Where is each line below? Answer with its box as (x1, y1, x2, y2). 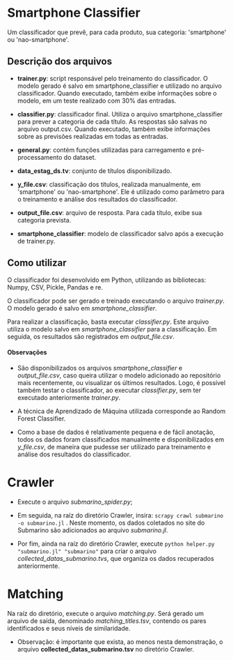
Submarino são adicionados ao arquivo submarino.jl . (17, 525, 168, 534)
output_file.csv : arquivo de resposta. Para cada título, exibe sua (17, 208, 202, 217)
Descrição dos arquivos (7, 56, 113, 68)
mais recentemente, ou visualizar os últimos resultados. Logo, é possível (17, 378, 226, 387)
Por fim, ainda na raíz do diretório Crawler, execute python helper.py (17, 539, 215, 548)
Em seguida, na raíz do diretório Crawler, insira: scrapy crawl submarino (17, 511, 224, 519)
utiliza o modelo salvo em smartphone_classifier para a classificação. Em (7, 324, 217, 333)
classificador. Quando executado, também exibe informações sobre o (17, 89, 217, 97)
